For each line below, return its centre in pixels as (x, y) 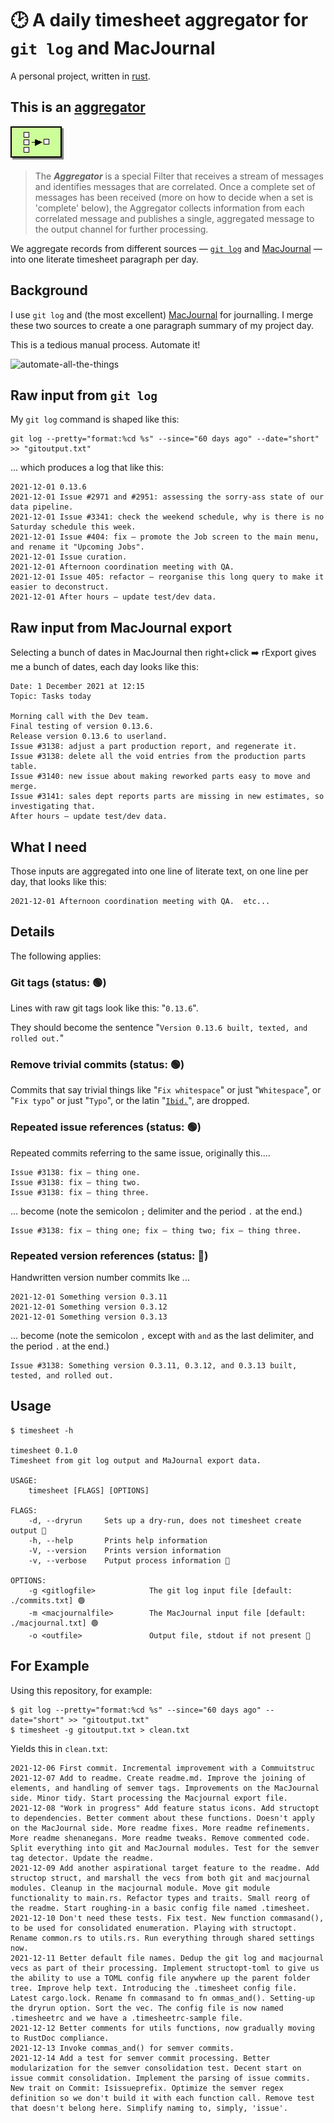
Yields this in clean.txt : (59, 1748)
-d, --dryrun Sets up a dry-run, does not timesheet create (165, 1520)
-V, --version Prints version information (125, 1550)
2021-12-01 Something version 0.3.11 (89, 1297)
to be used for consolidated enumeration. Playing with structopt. (154, 1928)
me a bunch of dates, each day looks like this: (104, 667)
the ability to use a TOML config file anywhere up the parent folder (160, 1978)
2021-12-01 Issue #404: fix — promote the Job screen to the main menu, (165, 537)
